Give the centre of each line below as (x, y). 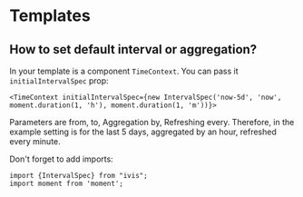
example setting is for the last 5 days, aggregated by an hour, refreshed (143, 132)
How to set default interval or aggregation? (133, 49)
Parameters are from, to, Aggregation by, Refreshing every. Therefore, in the (152, 122)
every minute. (35, 141)
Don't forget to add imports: (61, 159)
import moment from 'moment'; (67, 183)
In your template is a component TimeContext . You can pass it (124, 71)
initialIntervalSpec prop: (59, 81)
